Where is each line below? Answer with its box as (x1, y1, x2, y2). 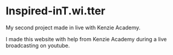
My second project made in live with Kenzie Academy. (5, 24, 141, 31)
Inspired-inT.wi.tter (5, 4, 106, 18)
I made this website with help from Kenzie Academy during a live (5, 35, 167, 42)
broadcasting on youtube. (5, 42, 70, 49)
